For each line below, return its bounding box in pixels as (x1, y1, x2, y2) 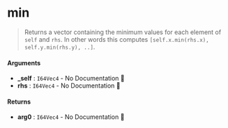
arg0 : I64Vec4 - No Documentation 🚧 (17, 113, 125, 121)
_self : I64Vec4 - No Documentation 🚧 (17, 74, 125, 83)
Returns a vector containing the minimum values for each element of (24, 28, 222, 36)
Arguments (7, 58, 41, 67)
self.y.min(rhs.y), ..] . (24, 42, 96, 51)
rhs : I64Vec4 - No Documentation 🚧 (17, 81, 121, 90)
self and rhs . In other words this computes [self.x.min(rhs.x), (24, 35, 209, 43)
